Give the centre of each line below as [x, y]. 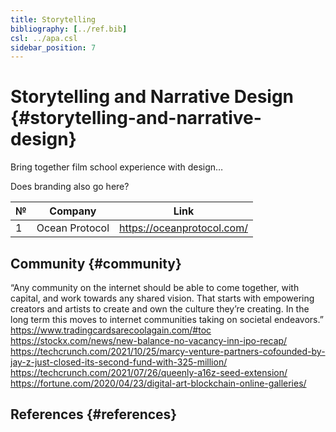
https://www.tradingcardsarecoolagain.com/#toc [111, 330]
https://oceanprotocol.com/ [183, 228]
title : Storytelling [53, 19]
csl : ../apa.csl [44, 38]
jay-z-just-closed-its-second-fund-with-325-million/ [119, 362]
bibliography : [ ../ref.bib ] [69, 29]
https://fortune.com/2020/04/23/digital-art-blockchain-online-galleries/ [158, 383]
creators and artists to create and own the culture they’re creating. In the [160, 309]
